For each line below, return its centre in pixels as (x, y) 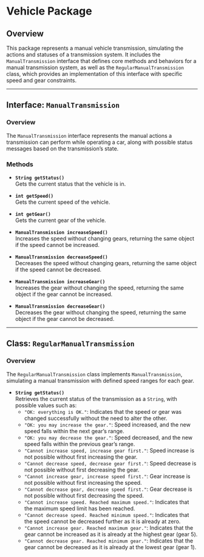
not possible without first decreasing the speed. (84, 495)
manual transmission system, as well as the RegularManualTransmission (95, 67)
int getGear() (33, 214)
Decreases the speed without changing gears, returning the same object (106, 263)
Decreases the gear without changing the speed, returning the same (100, 312)
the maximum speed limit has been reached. (80, 508)
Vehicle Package (49, 11)
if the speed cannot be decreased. (58, 269)
